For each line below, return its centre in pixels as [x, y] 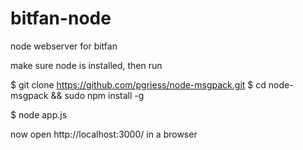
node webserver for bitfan [64, 46]
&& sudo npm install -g [97, 95]
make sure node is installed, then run [86, 65]
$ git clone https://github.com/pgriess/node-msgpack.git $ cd [138, 84]
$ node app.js [39, 114]
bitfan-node [61, 18]
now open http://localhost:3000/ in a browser [104, 134]
